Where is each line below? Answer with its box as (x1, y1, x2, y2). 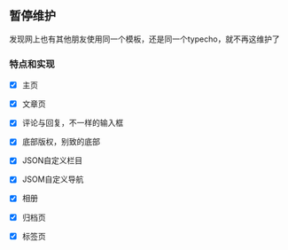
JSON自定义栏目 (21, 155, 83, 166)
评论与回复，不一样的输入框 (21, 118, 124, 129)
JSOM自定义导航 (21, 174, 84, 184)
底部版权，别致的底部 (21, 137, 100, 147)
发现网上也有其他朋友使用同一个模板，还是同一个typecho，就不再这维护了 (9, 34, 281, 44)
